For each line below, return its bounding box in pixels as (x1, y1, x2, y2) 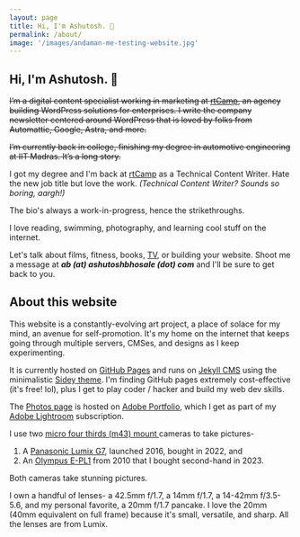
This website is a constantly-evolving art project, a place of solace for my (9, 318, 281, 329)
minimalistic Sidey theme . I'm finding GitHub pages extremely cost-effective (9, 374, 291, 385)
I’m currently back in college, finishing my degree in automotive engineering (9, 141, 291, 153)
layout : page (9, 13, 58, 22)
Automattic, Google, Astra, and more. (9, 124, 147, 135)
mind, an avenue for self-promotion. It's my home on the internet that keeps (9, 327, 290, 338)
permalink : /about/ (9, 30, 83, 39)
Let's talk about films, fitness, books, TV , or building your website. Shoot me (9, 249, 291, 261)
